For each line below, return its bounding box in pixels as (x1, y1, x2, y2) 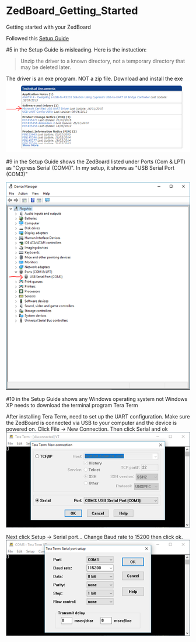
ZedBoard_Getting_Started (6, 4, 138, 18)
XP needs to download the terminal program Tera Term (6, 401, 138, 408)
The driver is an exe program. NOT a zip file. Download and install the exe (6, 75, 183, 82)
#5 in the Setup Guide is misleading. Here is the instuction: (6, 46, 147, 53)
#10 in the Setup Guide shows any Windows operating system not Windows (6, 395, 188, 402)
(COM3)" (6, 171, 28, 178)
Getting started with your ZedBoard (6, 23, 92, 30)
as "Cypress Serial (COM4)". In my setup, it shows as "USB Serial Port (6, 164, 175, 171)
